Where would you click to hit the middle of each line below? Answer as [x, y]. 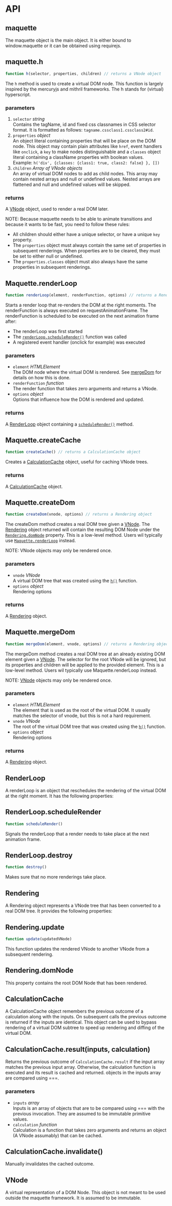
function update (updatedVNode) [39, 939]
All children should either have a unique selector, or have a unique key [86, 234]
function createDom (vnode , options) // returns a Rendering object [79, 515]
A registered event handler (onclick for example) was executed [79, 342]
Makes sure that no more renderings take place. [56, 877]
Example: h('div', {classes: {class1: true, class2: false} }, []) [86, 162]
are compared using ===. [32, 1078]
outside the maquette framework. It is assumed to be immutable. [73, 1198]
